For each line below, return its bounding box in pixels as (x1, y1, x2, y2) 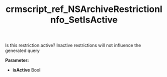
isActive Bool (12, 67, 41, 73)
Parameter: (5, 57, 29, 63)
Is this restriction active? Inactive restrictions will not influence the (5, 42, 141, 48)
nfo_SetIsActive (50, 14, 118, 25)
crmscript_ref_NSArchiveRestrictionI (5, 3, 162, 15)
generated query (5, 47, 40, 53)
